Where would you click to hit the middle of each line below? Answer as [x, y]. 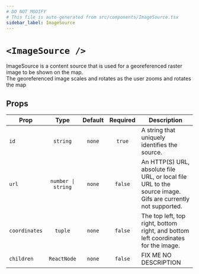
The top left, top [163, 216]
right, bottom [159, 224]
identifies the [159, 145]
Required [122, 120]
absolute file [158, 169]
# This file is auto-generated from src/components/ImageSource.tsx [92, 17]
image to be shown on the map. [45, 72]
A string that [158, 130]
